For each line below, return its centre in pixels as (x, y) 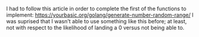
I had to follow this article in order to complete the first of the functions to (96, 9)
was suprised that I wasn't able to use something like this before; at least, (97, 21)
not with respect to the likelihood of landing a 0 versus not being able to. (95, 27)
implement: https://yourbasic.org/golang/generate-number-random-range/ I (100, 15)
